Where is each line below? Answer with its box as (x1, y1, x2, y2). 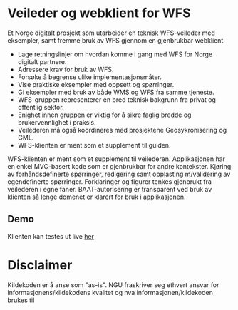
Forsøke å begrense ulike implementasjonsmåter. (17, 73, 162, 81)
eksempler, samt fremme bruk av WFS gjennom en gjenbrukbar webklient (7, 36, 224, 44)
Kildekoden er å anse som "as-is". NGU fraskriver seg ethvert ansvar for (7, 280, 219, 289)
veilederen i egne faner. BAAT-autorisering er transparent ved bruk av (7, 185, 212, 193)
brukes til (7, 296, 35, 304)
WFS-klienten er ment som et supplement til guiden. (17, 140, 171, 149)
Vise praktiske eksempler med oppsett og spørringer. (17, 80, 175, 88)
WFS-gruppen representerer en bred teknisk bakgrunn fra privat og (17, 95, 216, 104)
